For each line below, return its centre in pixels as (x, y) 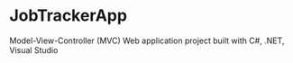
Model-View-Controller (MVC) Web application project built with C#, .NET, (147, 40)
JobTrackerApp (69, 16)
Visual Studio (34, 49)
